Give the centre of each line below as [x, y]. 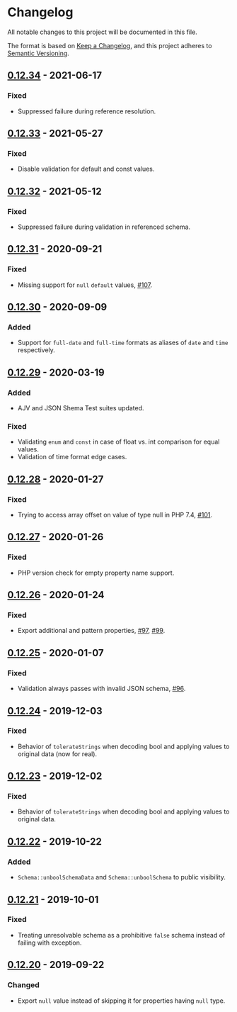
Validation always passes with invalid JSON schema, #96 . [102, 689]
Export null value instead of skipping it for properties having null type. [121, 1001]
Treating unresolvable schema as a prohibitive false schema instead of [121, 935]
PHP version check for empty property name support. [96, 573]
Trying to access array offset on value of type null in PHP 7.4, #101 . [115, 515]
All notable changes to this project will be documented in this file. [103, 32]
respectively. [36, 350]
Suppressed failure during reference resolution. [87, 111]
